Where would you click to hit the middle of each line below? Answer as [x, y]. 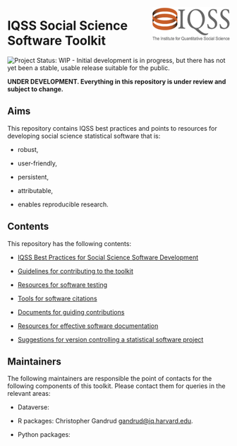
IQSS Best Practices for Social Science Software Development [108, 257]
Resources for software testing [62, 284]
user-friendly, [37, 163]
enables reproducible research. [63, 204]
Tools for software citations [57, 298]
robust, [28, 149]
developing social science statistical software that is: [84, 136]
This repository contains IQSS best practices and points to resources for [112, 128]
